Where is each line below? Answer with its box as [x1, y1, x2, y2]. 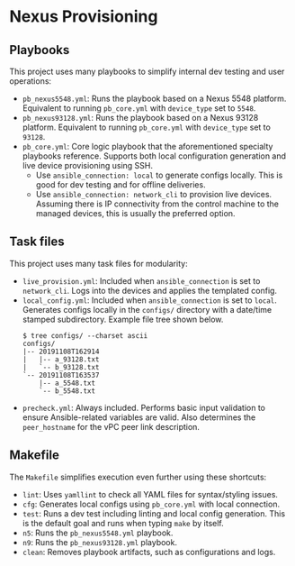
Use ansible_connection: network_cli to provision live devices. [35, 189, 273, 199]
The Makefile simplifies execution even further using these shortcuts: [9, 471, 267, 482]
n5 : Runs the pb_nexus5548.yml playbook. [22, 527, 174, 538]
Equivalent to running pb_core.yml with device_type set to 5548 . [22, 103, 256, 114]
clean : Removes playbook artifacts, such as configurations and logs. [22, 546, 276, 557]
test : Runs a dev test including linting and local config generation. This [22, 507, 286, 519]
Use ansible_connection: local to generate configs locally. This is [35, 169, 283, 180]
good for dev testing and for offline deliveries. [35, 179, 206, 190]
